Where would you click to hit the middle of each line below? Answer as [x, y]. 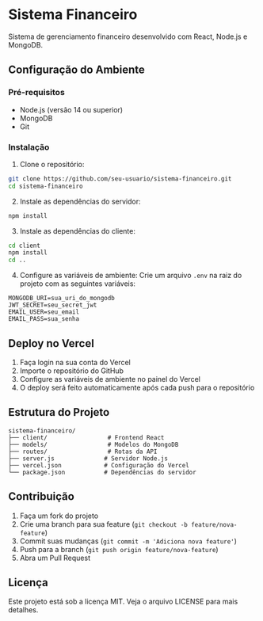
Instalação [29, 147]
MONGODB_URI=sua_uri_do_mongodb [61, 299]
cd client [25, 246]
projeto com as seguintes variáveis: [78, 284]
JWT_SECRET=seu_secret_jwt [53, 305]
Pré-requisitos [36, 93]
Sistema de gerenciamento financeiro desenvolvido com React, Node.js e [128, 36]
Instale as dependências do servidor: [80, 201]
